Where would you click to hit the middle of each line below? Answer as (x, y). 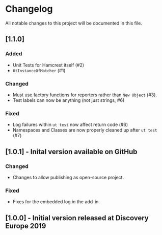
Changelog (29, 9)
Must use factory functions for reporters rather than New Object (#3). (85, 95)
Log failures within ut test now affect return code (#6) (70, 125)
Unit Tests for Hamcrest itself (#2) (48, 65)
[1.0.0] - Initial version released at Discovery (77, 218)
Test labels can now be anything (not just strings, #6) (69, 100)
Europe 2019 (26, 226)
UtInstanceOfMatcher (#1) (39, 70)
